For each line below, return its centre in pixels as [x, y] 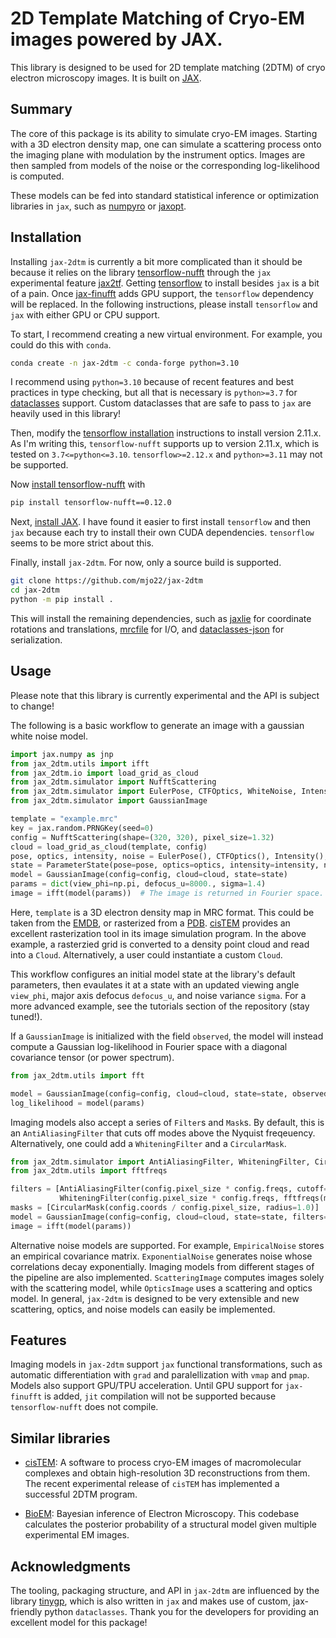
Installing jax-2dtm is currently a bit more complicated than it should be [156, 261]
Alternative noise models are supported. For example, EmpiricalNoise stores [167, 1245]
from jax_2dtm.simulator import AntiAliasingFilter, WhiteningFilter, [160, 1162]
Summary [41, 109]
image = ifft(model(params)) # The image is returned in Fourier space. [167, 893]
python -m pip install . [62, 600]
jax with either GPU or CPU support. [85, 314]
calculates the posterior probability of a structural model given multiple [170, 1524]
